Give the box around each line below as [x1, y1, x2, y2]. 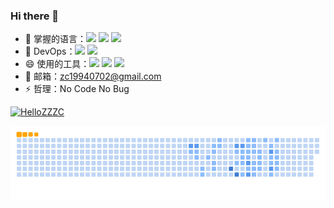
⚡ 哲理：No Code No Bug [24, 83, 130, 95]
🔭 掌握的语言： [24, 33, 87, 45]
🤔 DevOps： [24, 45, 76, 58]
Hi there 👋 [10, 9, 60, 23]
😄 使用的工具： [24, 58, 90, 70]
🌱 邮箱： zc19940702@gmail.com [24, 70, 162, 83]
